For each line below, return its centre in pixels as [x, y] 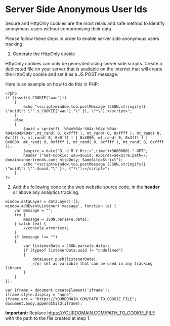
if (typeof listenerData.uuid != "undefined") [73, 250]
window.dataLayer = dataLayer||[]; [43, 201]
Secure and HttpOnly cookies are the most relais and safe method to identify [85, 23]
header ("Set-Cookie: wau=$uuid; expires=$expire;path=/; [86, 155]
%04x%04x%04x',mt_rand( [30, 133]
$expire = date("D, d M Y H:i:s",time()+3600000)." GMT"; [86, 151]
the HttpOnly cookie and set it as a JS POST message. [62, 74]
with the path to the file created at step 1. [48, 318]
